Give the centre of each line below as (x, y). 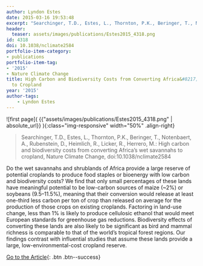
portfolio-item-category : (39, 51)
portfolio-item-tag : (32, 62)
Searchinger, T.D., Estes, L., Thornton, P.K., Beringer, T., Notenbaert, (106, 137)
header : (16, 29)
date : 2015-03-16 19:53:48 (40, 18)
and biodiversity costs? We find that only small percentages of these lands (99, 181)
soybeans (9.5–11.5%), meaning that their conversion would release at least (100, 193)
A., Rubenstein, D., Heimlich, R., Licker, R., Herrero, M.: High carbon (105, 143)
